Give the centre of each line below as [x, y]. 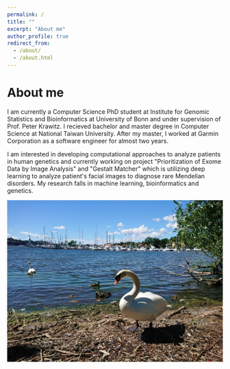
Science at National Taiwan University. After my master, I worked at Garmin [113, 133]
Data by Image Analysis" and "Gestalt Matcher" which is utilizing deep [106, 169]
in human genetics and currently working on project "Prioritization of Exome [114, 161]
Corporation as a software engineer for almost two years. [88, 141]
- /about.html [33, 58]
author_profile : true [38, 36]
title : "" [21, 22]
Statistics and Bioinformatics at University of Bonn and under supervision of [114, 119]
